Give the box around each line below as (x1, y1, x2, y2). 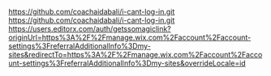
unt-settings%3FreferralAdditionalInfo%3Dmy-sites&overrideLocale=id (8, 58, 246, 68)
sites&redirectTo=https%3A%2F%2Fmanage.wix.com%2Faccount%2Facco (8, 50, 263, 59)
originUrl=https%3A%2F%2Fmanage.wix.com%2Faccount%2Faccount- (8, 32, 252, 42)
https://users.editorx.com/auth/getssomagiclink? (8, 24, 172, 33)
